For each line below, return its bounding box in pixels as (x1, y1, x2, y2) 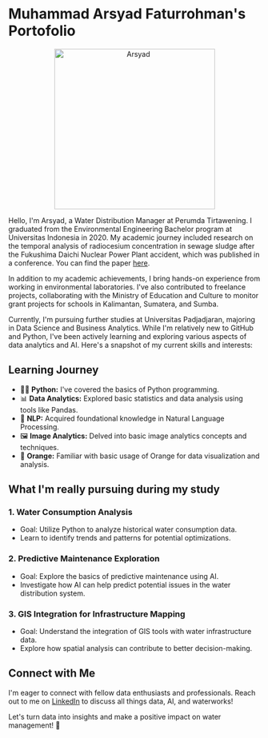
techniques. (19, 442, 59, 452)
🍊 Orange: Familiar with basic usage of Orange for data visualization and (19, 451, 260, 461)
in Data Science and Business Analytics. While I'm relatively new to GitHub (8, 323, 254, 333)
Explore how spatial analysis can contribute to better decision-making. (19, 644, 253, 653)
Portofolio (8, 22, 76, 40)
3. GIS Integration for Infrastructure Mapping (8, 608, 186, 620)
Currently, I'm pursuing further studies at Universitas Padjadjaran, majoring (8, 314, 256, 324)
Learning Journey (8, 363, 99, 377)
